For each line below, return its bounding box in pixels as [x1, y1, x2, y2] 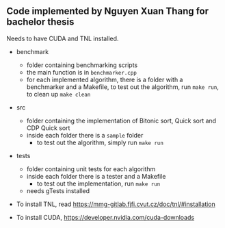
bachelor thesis [6, 16, 75, 28]
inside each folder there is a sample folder [26, 131, 144, 139]
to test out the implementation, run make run [36, 179, 161, 188]
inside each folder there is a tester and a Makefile [26, 172, 166, 180]
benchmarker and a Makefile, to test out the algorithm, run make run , [26, 82, 220, 91]
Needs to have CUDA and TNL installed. [6, 34, 119, 42]
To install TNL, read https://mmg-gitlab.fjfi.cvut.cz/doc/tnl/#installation [16, 200, 216, 208]
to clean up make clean [26, 90, 91, 98]
